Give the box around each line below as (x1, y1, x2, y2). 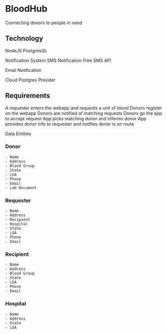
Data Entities (5, 130, 32, 136)
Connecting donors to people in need (5, 20, 83, 26)
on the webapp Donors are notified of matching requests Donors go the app (5, 110, 162, 116)
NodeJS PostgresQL (5, 47, 48, 53)
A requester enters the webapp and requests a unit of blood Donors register (5, 105, 162, 111)
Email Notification (5, 67, 42, 73)
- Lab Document (5, 185, 37, 190)
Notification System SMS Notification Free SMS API (5, 57, 111, 63)
